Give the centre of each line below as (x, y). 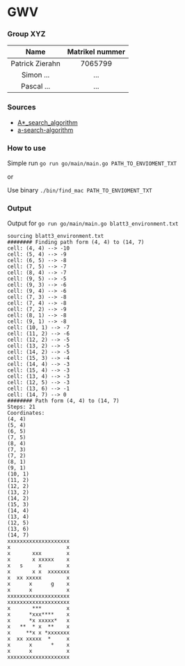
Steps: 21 (22, 407)
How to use (27, 148)
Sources (22, 107)
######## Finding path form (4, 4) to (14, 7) (76, 242)
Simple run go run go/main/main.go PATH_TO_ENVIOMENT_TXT (92, 163)
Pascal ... (35, 86)
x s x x (39, 566)
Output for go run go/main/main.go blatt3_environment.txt (93, 223)
